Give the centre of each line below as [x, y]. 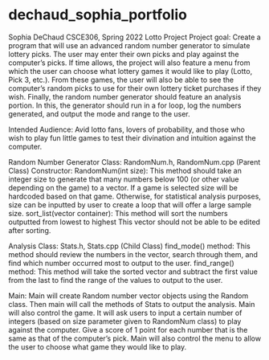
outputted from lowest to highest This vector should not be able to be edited [134, 222]
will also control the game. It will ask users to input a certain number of [125, 313]
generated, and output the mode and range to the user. [99, 113]
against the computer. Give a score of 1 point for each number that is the [128, 329]
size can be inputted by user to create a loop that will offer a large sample [130, 205]
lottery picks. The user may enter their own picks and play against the [124, 54]
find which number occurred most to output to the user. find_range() [121, 263]
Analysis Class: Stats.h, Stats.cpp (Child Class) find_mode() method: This [129, 246]
